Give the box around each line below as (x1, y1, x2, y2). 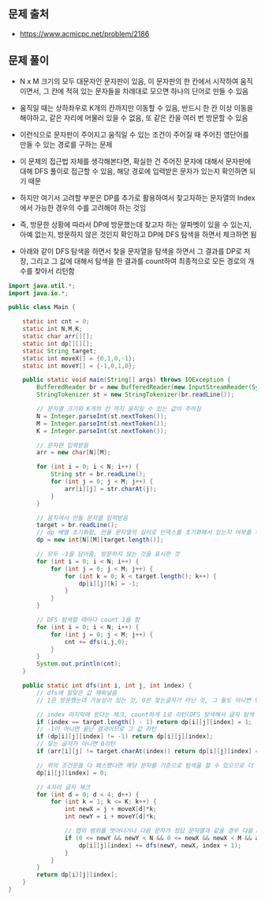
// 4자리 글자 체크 (36, 783, 91, 791)
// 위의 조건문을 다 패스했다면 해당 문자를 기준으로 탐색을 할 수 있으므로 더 (36, 761, 254, 769)
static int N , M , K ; (22, 325, 83, 334)
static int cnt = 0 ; (22, 318, 90, 326)
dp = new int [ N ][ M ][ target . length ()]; (36, 536, 164, 544)
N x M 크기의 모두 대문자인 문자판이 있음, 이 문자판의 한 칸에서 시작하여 (19, 76, 239, 85)
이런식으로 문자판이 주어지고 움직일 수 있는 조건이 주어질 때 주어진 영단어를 (19, 130, 250, 139)
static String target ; (22, 347, 97, 355)
